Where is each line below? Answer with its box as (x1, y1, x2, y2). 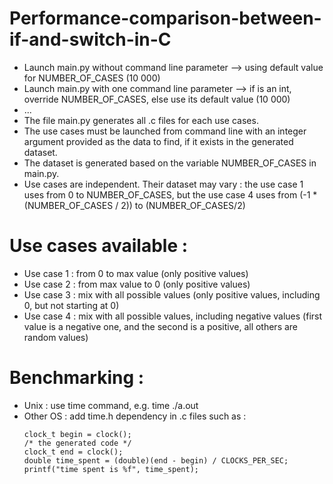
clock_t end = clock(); (23, 447, 124, 457)
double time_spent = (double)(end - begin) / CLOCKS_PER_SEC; (23, 455, 289, 466)
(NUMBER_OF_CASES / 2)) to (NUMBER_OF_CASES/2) (23, 199, 246, 211)
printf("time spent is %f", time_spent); (23, 464, 199, 474)
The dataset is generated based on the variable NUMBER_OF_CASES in (23, 157, 317, 169)
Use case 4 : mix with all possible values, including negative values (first (23, 310, 323, 322)
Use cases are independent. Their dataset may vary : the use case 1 (23, 178, 304, 190)
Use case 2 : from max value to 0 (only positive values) (23, 278, 251, 290)
